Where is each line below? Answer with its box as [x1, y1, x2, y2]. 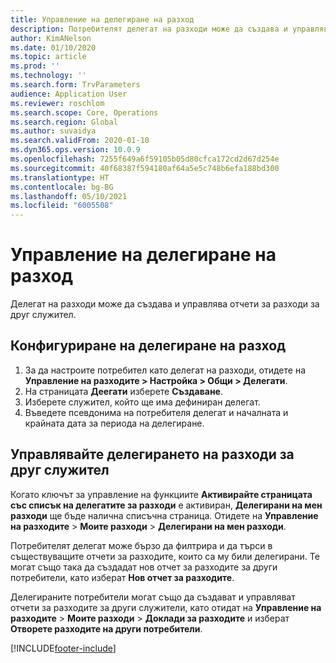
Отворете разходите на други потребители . [10, 622, 203, 635]
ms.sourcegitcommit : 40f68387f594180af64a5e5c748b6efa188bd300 [10, 163, 280, 173]
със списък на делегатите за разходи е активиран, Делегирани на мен [10, 499, 323, 511]
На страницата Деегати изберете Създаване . [24, 385, 223, 397]
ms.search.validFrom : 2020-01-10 [10, 136, 150, 146]
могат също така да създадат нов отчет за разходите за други [10, 561, 278, 573]
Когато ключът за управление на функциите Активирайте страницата [10, 488, 313, 500]
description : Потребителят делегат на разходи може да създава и [10, 24, 288, 34]
